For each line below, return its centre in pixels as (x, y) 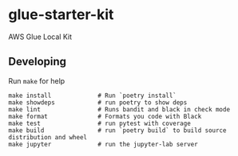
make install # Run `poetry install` (93, 96)
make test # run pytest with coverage (100, 123)
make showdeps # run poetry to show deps (98, 102)
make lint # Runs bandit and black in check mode (119, 109)
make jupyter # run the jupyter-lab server (103, 144)
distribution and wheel (48, 137)
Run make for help (37, 80)
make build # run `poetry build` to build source (117, 130)
